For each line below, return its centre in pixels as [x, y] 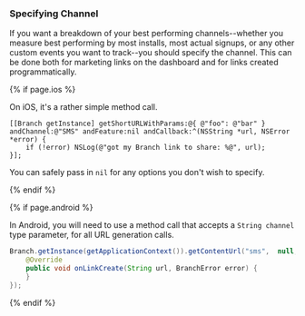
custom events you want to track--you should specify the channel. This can [151, 53]
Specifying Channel [54, 14]
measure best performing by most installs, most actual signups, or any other [152, 43]
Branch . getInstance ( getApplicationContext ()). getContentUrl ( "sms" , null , [154, 252]
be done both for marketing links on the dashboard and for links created [144, 63]
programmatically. [43, 72]
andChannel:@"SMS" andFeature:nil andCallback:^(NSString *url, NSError [150, 132]
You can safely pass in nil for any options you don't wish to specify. [137, 173]
